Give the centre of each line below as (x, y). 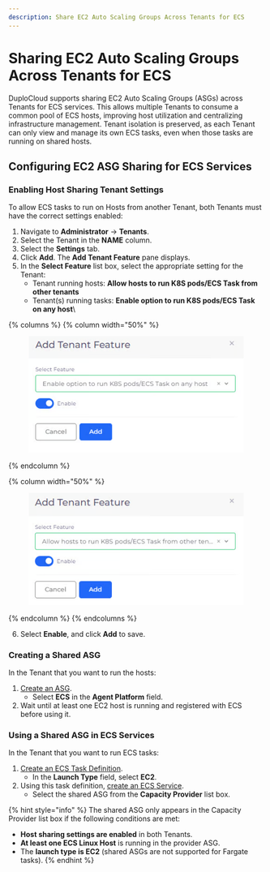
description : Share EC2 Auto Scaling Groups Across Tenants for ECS (126, 17)
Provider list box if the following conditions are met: (94, 818)
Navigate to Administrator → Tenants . (85, 232)
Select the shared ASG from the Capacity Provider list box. (131, 794)
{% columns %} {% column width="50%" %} (84, 325)
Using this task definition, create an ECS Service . (102, 786)
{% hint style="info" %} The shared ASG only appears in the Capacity (125, 810)
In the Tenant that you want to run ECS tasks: (84, 753)
